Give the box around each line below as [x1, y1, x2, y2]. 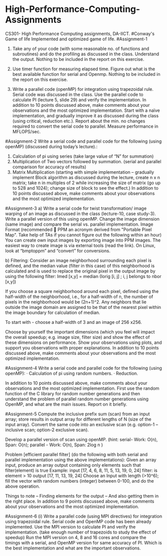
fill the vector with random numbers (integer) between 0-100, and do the [5, 478, 154, 484]
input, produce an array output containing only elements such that [5, 462, 141, 468]
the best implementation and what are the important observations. [5, 545, 141, 551]
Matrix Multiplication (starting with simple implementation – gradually [12, 169, 155, 175]
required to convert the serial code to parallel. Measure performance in [12, 123, 159, 129]
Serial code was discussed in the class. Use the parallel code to [12, 91, 144, 97]
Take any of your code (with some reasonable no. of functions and [12, 45, 150, 51]
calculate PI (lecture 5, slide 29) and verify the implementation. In [12, 96, 147, 103]
